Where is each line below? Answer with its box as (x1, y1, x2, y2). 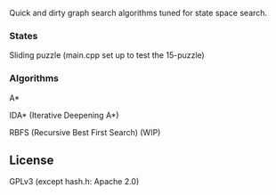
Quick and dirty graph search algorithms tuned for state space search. (9, 8, 268, 18)
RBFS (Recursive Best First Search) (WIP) (9, 126, 161, 137)
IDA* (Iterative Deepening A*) (9, 110, 119, 120)
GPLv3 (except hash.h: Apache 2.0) (9, 176, 140, 187)
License (9, 152, 54, 167)
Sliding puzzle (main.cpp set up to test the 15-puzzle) (9, 50, 205, 61)
